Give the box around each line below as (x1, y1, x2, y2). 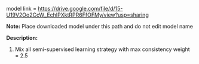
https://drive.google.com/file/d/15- (38, 5, 123, 12)
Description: (6, 34, 38, 41)
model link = (6, 5, 37, 12)
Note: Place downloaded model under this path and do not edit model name (6, 23, 193, 30)
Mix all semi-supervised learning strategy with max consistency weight (14, 46, 190, 53)
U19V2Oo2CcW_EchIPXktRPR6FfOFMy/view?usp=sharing (6, 11, 149, 18)
